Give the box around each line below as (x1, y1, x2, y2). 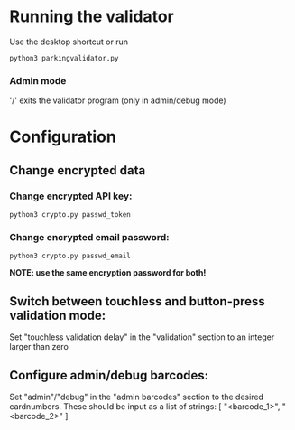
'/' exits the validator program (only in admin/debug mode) (9, 95, 227, 106)
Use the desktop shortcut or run (9, 36, 129, 47)
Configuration (9, 126, 117, 147)
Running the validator (9, 6, 174, 27)
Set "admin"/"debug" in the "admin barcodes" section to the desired (9, 391, 264, 403)
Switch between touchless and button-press (9, 294, 266, 309)
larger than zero (9, 341, 69, 352)
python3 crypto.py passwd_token (9, 210, 131, 220)
